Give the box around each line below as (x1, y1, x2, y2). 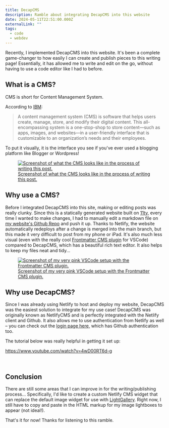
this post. (18, 176, 37, 182)
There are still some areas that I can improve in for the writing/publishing (5, 386, 156, 392)
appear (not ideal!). (5, 407, 45, 413)
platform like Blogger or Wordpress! (5, 150, 79, 156)
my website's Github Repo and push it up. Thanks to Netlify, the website (5, 220, 155, 226)
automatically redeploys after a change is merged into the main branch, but (5, 226, 161, 232)
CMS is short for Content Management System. (5, 94, 103, 100)
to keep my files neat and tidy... (5, 247, 71, 253)
